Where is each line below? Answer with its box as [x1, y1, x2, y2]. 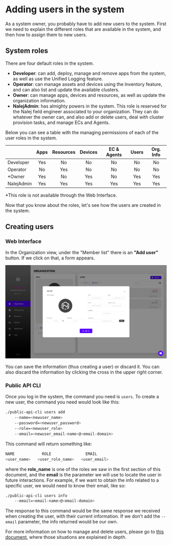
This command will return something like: [5, 441, 92, 447]
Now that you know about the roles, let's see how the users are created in [5, 202, 161, 208]
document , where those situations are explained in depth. [5, 534, 127, 540]
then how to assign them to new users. [5, 31, 87, 38]
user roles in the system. [5, 135, 57, 141]
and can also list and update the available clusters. [12, 86, 120, 93]
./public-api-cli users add [5, 410, 66, 415]
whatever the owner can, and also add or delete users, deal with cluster [12, 114, 164, 120]
